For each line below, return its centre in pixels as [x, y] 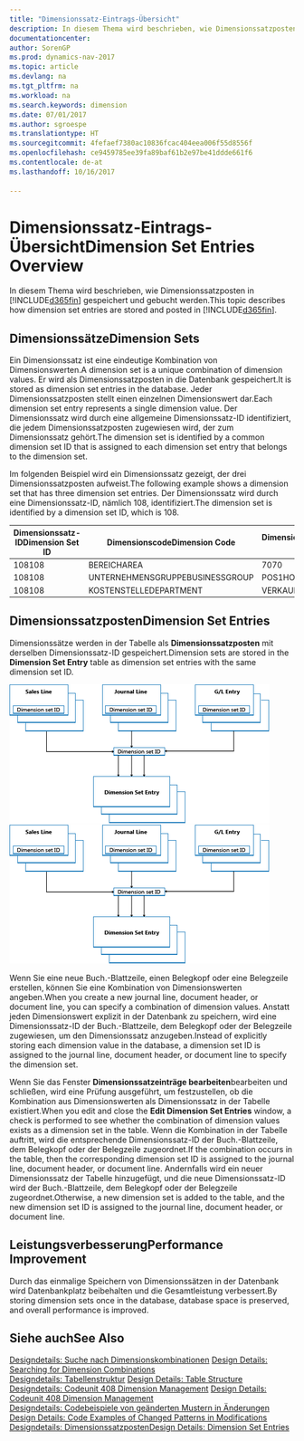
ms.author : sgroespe [48, 124]
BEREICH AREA [115, 565]
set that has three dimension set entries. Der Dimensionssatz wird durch [144, 493]
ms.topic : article [44, 67]
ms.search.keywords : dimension [68, 105]
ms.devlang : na [38, 77]
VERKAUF [280, 590]
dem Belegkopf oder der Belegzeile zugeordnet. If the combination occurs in [151, 1149]
